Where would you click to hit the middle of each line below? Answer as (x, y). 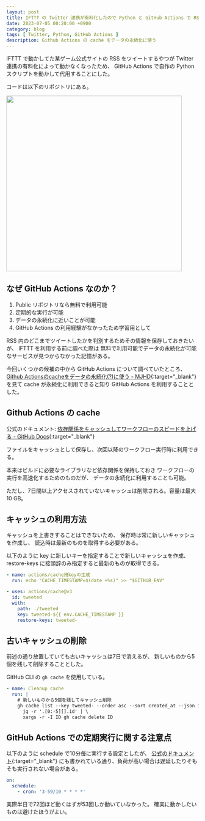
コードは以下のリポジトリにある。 (49, 87)
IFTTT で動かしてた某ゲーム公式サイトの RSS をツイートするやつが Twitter (100, 58)
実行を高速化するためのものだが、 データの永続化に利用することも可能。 (98, 478)
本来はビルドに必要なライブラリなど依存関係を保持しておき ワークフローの (101, 470)
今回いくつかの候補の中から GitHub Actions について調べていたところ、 (96, 369)
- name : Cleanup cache (35, 689)
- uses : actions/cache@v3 (39, 592)
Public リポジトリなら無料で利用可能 (61, 305)
